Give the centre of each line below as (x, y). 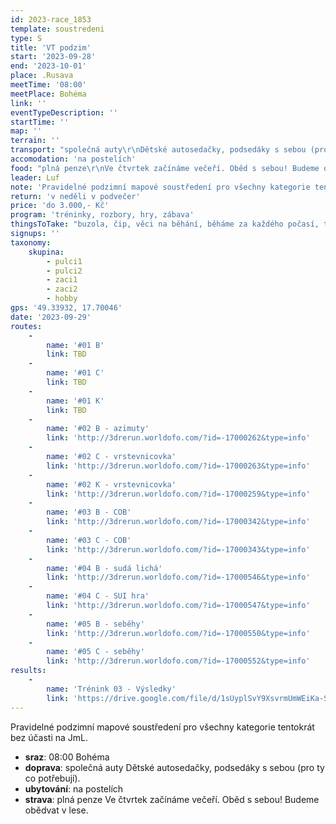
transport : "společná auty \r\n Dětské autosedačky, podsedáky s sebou (158, 150)
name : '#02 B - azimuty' (98, 429)
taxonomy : (31, 242)
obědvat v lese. (56, 810)
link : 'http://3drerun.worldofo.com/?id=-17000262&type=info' (178, 438)
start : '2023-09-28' (53, 57)
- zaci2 (62, 289)
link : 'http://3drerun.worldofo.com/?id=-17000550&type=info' (178, 633)
